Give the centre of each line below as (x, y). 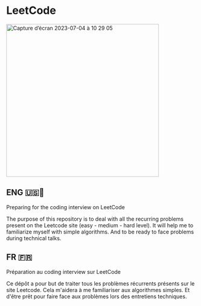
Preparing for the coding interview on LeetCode (65, 207)
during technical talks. (34, 238)
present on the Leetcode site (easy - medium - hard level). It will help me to (100, 225)
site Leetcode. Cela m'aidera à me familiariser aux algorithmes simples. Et (98, 290)
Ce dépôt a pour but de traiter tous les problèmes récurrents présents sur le (101, 283)
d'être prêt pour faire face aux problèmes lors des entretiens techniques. (97, 296)
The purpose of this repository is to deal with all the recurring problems (95, 219)
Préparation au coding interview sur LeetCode (64, 272)
